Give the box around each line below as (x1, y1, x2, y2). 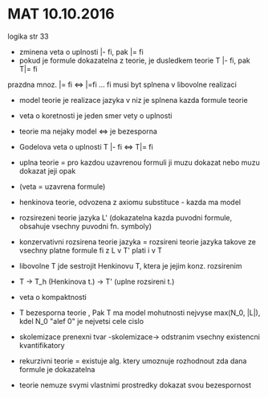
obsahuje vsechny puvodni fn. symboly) (18, 221, 152, 231)
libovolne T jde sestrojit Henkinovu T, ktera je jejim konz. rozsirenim (18, 261, 242, 270)
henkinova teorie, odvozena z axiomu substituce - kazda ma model (18, 197, 242, 207)
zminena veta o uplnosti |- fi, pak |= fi (18, 47, 144, 56)
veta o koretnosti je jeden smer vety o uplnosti (18, 110, 173, 121)
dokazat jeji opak (18, 166, 76, 175)
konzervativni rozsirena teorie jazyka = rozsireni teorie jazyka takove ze (18, 236, 256, 246)
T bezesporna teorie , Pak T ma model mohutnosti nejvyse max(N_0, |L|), (18, 307, 261, 318)
